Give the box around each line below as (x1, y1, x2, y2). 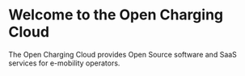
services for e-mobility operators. (8, 58, 120, 68)
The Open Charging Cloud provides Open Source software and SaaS (8, 49, 237, 59)
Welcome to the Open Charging (8, 6, 224, 24)
